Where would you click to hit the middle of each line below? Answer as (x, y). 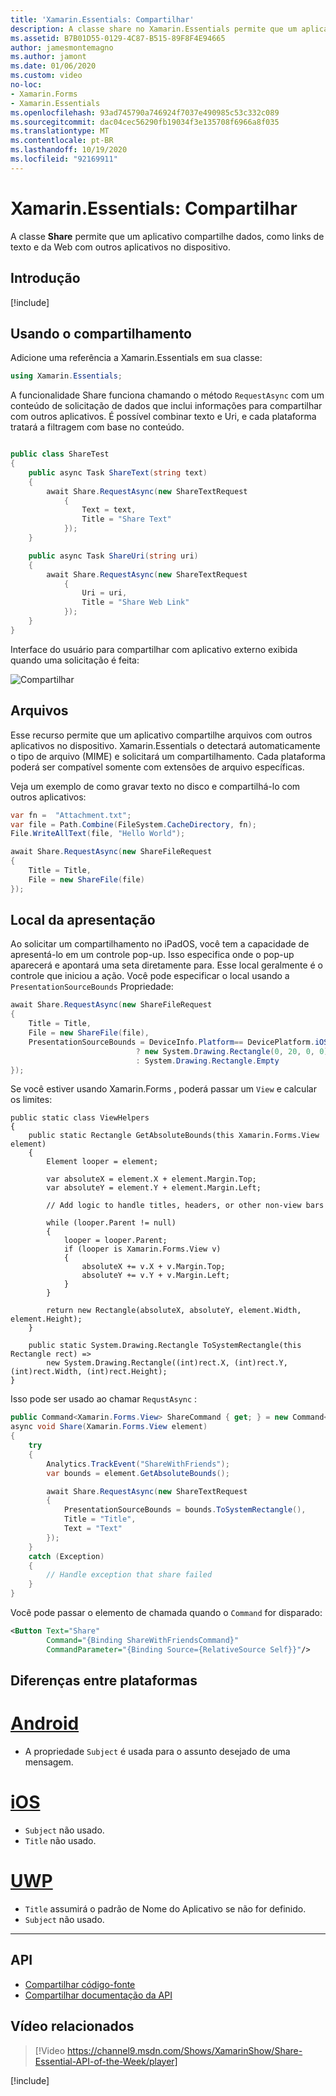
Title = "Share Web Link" (135, 602)
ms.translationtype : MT (60, 131)
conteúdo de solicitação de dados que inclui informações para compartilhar (166, 406)
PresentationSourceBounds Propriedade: (92, 987)
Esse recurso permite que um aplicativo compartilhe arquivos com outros (161, 735)
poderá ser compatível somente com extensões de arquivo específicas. (157, 767)
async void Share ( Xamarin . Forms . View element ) (109, 1427)
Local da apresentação (83, 920)
